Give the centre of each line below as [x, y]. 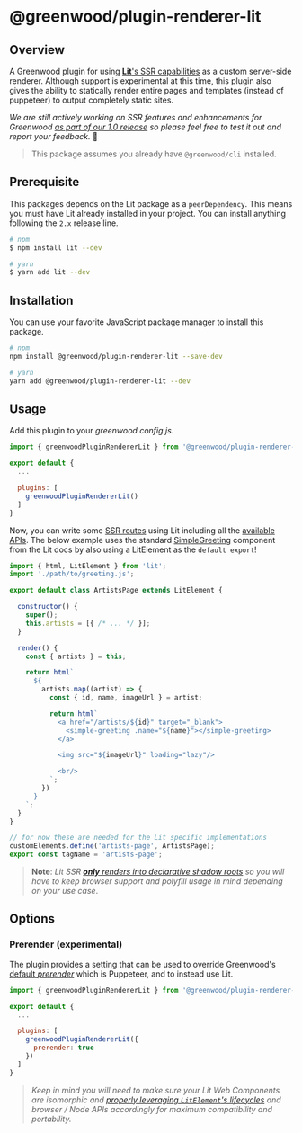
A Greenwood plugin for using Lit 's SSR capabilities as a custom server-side [151, 71]
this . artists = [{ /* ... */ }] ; [88, 623]
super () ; [42, 615]
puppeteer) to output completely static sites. [91, 100]
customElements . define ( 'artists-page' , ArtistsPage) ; [112, 846]
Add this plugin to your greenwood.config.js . [92, 431]
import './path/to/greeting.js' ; [72, 574]
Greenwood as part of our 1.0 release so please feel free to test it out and [145, 127]
